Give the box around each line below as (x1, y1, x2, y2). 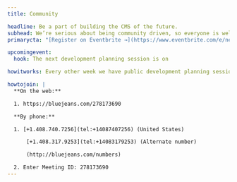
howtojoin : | (7, 81, 46, 88)
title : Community (7, 10, 59, 18)
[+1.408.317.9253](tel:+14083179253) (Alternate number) (25, 138, 197, 145)
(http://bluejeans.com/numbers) (25, 151, 121, 159)
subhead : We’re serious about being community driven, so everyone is (7, 30, 219, 37)
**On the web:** (13, 87, 61, 95)
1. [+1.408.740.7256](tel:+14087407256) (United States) (13, 126, 185, 133)
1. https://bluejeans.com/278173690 (13, 100, 121, 107)
